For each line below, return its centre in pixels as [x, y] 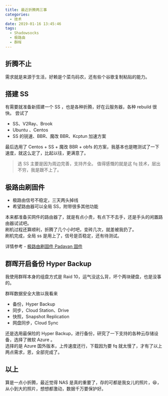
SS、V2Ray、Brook [32, 124]
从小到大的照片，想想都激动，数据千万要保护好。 [55, 389]
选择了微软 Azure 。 [34, 340]
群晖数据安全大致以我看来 [31, 293]
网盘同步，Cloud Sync [35, 323]
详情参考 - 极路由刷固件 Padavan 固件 [44, 246]
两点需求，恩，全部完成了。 [34, 352]
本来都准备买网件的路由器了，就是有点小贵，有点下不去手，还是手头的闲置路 [84, 217]
